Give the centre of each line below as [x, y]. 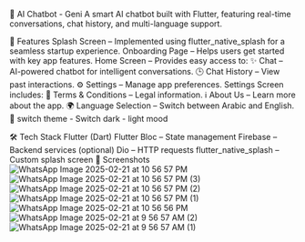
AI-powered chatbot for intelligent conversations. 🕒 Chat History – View [145, 71]
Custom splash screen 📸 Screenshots [80, 160]
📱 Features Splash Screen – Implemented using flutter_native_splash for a [147, 41]
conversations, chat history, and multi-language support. [116, 24]
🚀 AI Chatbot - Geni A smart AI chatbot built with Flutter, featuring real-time [150, 14]
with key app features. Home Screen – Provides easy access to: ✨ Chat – [147, 60]
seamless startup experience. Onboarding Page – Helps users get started [147, 51]
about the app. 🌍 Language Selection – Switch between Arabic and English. [152, 106]
